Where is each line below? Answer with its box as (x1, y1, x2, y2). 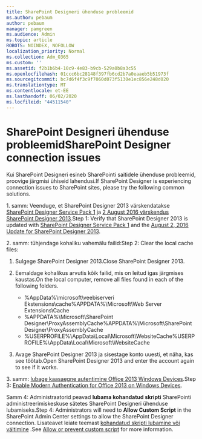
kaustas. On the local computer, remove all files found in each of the (15, 276, 183, 283)
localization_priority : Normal (6, 48, 85, 54)
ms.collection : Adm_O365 (6, 54, 69, 60)
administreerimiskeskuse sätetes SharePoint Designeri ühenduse (6, 400, 168, 407)
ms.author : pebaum (6, 15, 53, 21)
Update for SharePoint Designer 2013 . (6, 228, 101, 235)
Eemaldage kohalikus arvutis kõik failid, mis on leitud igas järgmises (15, 269, 184, 276)
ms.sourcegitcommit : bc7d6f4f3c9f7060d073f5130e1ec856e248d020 (6, 76, 169, 82)
